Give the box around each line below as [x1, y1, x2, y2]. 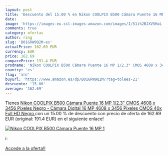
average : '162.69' [5, 86, 43, 91]
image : [5, 21, 19, 26]
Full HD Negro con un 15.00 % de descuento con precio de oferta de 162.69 [5, 110, 161, 116]
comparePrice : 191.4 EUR [5, 58, 57, 63]
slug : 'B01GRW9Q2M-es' [5, 40, 52, 45]
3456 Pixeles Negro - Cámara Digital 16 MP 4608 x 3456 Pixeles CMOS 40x [5, 105, 162, 111]
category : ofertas [5, 30, 43, 35]
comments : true [5, 26, 37, 31]
